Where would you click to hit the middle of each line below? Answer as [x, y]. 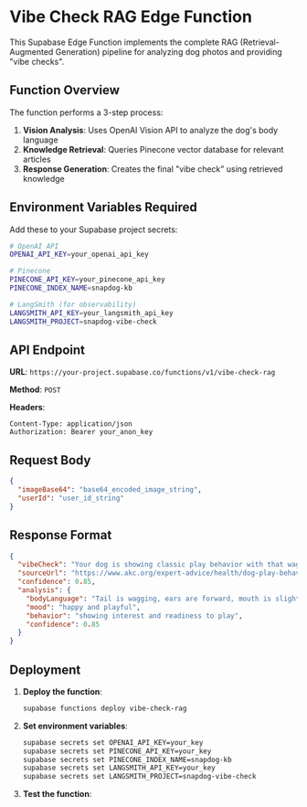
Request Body [50, 460]
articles [37, 159]
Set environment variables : [75, 726]
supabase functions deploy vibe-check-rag [105, 708]
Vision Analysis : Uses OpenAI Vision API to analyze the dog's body [150, 130]
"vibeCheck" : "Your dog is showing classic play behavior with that [151, 565]
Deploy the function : [62, 691]
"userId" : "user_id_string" [71, 498]
